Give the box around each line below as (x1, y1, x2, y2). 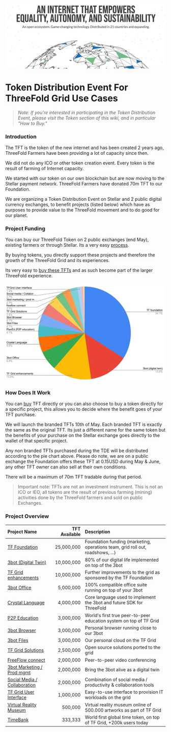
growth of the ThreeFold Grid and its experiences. (5, 257, 110, 264)
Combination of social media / (84, 676, 148, 683)
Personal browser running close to (84, 625, 157, 631)
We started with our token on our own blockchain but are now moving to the (5, 175, 164, 181)
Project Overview (5, 513, 49, 520)
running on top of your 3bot (84, 587, 143, 594)
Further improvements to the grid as (84, 569, 160, 575)
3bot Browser (7, 627, 37, 633)
